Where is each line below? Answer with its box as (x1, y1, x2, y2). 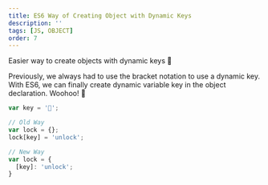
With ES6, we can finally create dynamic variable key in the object (8, 80, 226, 90)
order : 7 (8, 34, 38, 42)
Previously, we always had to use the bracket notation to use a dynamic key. (8, 71, 261, 81)
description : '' (8, 19, 63, 27)
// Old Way (8, 119, 45, 127)
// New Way (8, 147, 45, 156)
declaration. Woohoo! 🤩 (8, 89, 86, 99)
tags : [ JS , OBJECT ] (8, 26, 74, 34)
